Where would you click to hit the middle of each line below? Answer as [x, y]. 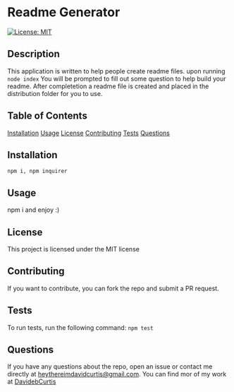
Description [33, 54]
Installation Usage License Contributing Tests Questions [89, 133]
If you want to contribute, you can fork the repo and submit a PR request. [113, 288]
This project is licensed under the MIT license [73, 249]
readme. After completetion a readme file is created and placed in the [108, 86]
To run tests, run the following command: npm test [80, 327]
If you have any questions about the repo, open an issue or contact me [110, 367]
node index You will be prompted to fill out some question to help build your [117, 78]
